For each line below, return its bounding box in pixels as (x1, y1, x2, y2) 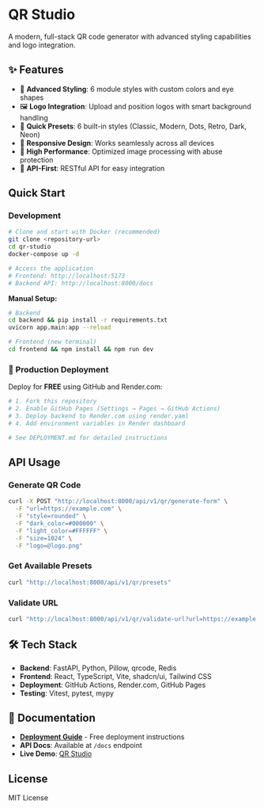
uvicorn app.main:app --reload (8, 323, 111, 332)
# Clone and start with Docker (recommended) (8, 228, 160, 236)
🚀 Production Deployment (8, 364, 109, 375)
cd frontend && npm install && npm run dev (8, 345, 154, 353)
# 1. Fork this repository (8, 398, 97, 406)
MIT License (8, 793, 49, 803)
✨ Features (8, 63, 64, 77)
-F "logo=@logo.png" (15, 541, 83, 550)
